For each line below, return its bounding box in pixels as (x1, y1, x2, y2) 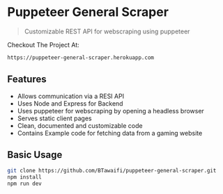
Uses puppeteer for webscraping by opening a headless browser (17, 106, 204, 115)
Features (7, 74, 47, 86)
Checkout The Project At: (7, 40, 80, 49)
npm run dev (7, 180, 42, 188)
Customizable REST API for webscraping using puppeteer (24, 27, 190, 35)
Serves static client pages (17, 114, 92, 122)
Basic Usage (7, 149, 63, 161)
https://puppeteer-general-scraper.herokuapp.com (7, 54, 155, 61)
